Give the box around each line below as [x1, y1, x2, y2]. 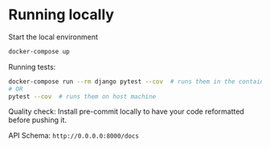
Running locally [8, 6, 115, 24]
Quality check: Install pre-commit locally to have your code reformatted [8, 106, 245, 117]
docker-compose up [8, 47, 70, 55]
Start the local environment [8, 32, 99, 42]
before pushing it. [8, 115, 67, 125]
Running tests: [8, 62, 56, 71]
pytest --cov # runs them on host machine [8, 92, 157, 101]
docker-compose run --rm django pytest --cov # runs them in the [8, 78, 235, 86]
